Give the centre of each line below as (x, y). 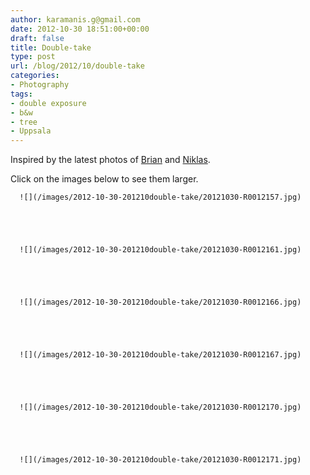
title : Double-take (51, 47)
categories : (35, 76)
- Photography (40, 85)
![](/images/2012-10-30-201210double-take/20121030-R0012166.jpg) (160, 302)
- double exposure (48, 103)
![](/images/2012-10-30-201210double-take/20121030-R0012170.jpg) (160, 407)
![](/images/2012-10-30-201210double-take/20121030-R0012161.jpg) (160, 250)
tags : (21, 94)
